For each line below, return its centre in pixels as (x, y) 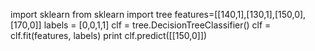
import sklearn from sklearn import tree (91, 14)
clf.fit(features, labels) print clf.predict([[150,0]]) (109, 35)
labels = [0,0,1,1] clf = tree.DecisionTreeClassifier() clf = (157, 25)
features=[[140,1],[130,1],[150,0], (240, 14)
